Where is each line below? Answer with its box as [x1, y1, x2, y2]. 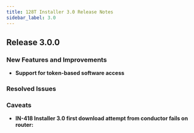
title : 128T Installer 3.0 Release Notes [6, 9, 114, 15]
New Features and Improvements [6, 56, 107, 64]
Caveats [6, 101, 32, 110]
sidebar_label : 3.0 [6, 15, 56, 21]
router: [15, 121, 34, 129]
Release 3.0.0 [6, 37, 60, 48]
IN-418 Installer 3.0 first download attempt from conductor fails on [15, 115, 188, 122]
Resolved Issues [6, 85, 56, 93]
